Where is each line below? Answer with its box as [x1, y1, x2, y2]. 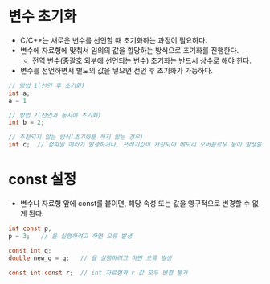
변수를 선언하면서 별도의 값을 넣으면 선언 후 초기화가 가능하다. [19, 65, 214, 75]
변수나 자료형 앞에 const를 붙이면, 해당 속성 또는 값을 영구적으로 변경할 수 [19, 199, 251, 208]
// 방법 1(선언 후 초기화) [8, 81, 85, 89]
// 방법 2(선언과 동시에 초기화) [8, 111, 102, 119]
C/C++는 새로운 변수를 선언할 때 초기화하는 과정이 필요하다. [19, 35, 207, 45]
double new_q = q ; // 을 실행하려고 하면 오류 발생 [8, 254, 172, 262]
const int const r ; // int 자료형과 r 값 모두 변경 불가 [8, 269, 188, 277]
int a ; [8, 89, 31, 97]
